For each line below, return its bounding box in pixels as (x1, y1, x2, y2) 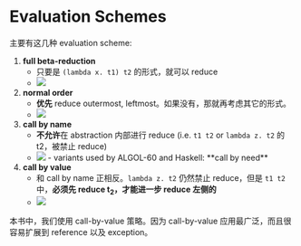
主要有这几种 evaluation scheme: (9, 37, 132, 48)
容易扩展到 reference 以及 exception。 (9, 226, 153, 237)
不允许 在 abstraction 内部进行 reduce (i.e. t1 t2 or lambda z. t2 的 (35, 129, 286, 140)
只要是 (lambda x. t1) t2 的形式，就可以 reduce (35, 66, 218, 77)
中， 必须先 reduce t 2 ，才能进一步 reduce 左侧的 (35, 184, 217, 196)
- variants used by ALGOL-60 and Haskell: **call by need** (47, 152, 269, 163)
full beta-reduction (22, 55, 96, 66)
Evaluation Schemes (9, 6, 167, 27)
